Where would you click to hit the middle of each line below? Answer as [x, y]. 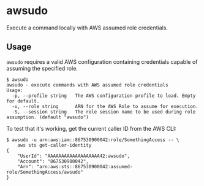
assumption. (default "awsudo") [47, 117]
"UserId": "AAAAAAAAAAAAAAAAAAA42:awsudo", [74, 156]
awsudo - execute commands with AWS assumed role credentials [87, 85]
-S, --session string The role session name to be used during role [104, 112]
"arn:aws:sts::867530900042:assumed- [85, 166]
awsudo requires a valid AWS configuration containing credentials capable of [102, 61]
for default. [23, 101]
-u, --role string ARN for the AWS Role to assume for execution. [105, 106]
